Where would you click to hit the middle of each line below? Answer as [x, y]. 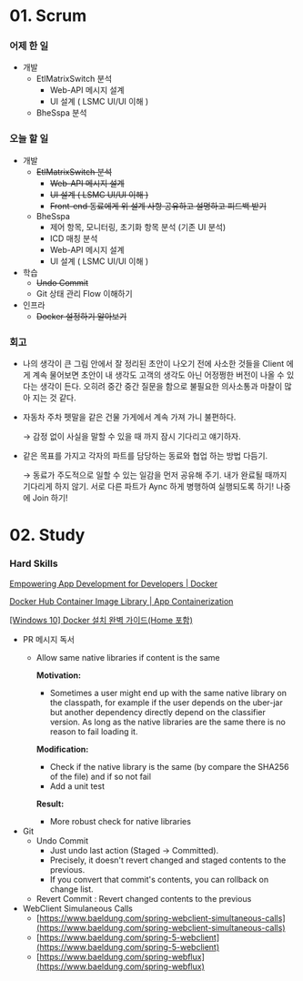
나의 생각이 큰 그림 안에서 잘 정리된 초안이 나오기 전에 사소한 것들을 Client [153, 364]
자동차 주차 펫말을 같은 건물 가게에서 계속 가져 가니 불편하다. [129, 417]
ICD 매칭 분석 [74, 238]
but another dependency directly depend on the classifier [158, 712]
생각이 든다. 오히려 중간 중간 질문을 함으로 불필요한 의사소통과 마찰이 [161, 387]
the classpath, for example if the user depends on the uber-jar [167, 703]
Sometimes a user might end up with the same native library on [168, 693]
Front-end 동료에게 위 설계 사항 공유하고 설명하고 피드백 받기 [158, 206]
